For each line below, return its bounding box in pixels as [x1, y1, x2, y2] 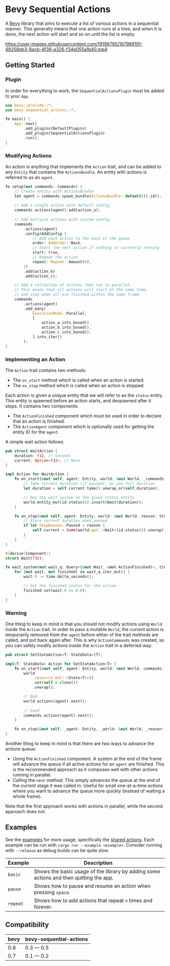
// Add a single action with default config [14, 203, 110, 208]
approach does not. [5, 809, 47, 815]
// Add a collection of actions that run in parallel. [14, 282, 133, 288]
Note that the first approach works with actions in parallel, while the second [5, 803, 163, 809]
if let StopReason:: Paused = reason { [23, 523, 105, 528]
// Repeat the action [32, 255, 78, 260]
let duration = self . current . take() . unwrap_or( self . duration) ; [23, 486, 159, 491]
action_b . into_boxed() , [41, 325, 92, 330]
